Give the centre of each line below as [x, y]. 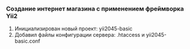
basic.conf [27, 41]
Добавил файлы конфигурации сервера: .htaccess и [80, 35]
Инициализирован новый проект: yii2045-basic [73, 29]
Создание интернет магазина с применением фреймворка [95, 9]
